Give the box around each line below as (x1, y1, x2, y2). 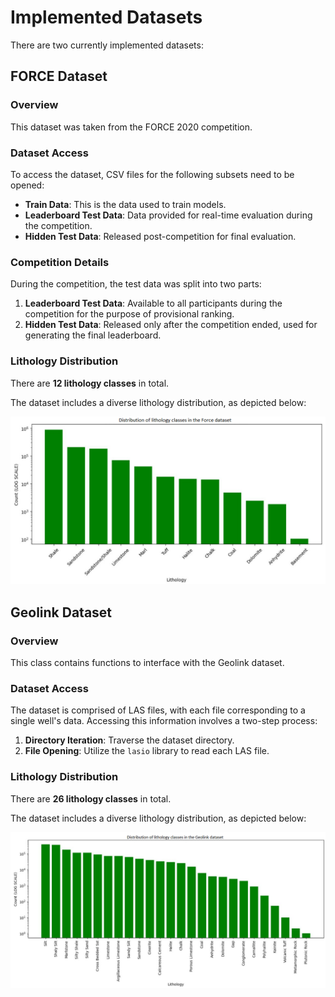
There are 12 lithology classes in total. (10, 377, 170, 389)
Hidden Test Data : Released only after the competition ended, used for (24, 319, 318, 331)
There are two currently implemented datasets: (10, 39, 204, 51)
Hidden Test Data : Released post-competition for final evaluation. (24, 230, 297, 242)
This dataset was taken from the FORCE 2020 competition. (10, 121, 253, 133)
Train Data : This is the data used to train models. (24, 198, 227, 210)
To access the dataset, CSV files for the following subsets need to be (10, 168, 295, 180)
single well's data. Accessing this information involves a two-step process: (10, 715, 318, 727)
